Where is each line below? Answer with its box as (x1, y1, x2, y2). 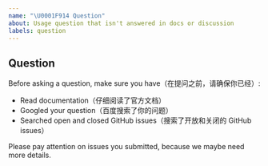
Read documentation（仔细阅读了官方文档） (19, 95, 166, 105)
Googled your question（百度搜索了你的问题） (19, 106, 174, 115)
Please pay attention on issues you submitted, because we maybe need (8, 142, 245, 152)
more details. (8, 150, 52, 160)
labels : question (8, 26, 66, 34)
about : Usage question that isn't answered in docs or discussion (8, 19, 234, 27)
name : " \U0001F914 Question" (8, 11, 106, 20)
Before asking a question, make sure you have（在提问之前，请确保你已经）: (8, 79, 261, 88)
